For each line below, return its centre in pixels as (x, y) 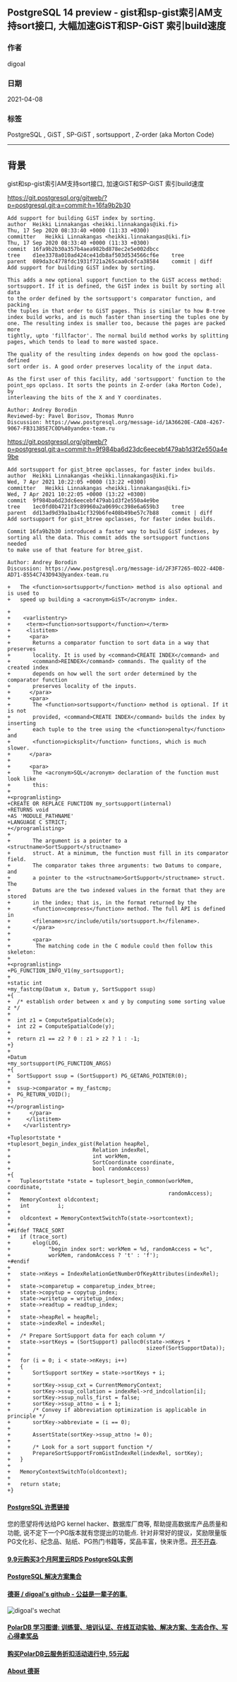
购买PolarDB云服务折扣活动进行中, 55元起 (68, 1654)
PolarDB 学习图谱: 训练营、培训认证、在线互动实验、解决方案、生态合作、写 (118, 1628)
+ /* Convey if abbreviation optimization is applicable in (107, 1410)
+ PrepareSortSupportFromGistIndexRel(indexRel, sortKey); (105, 1454)
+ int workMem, (69, 1157)
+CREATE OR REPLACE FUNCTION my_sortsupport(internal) (90, 804)
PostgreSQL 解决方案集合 (45, 1577)
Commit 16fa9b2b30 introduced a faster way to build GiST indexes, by (113, 532)
